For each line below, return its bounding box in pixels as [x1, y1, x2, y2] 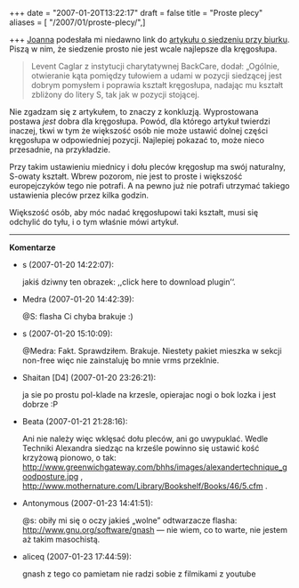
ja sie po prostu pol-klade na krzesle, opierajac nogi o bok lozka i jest [21, 390, 276, 399]
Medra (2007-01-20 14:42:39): [21, 294, 135, 304]
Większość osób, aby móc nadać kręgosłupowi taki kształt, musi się [9, 207, 259, 217]
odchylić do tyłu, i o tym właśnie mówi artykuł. [9, 217, 180, 227]
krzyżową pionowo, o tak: [21, 453, 117, 463]
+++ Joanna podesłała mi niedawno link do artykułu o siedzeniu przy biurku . [9, 35, 290, 44]
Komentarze [9, 242, 56, 253]
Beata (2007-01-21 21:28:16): [21, 416, 128, 426]
